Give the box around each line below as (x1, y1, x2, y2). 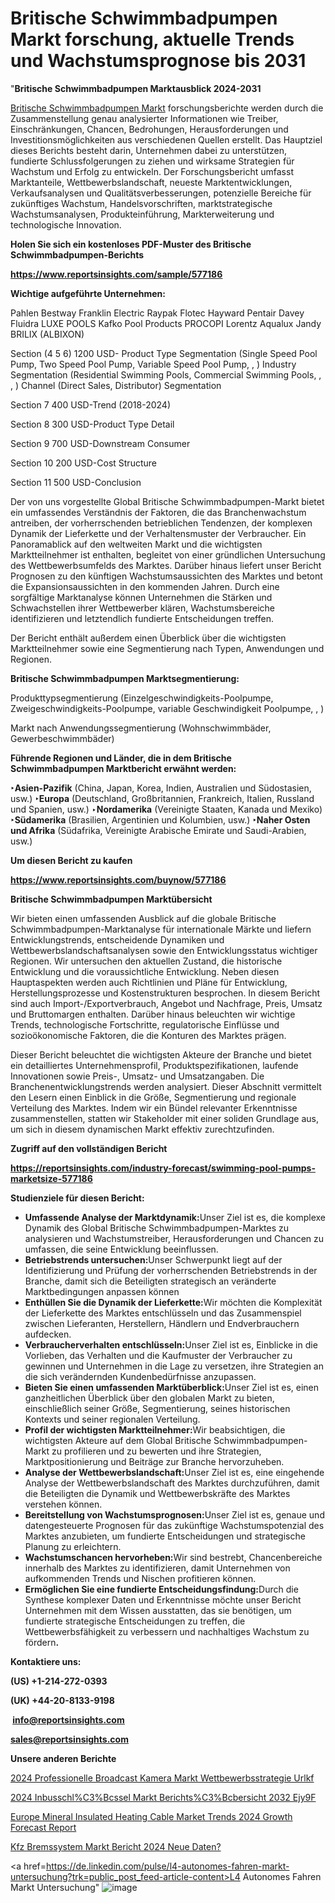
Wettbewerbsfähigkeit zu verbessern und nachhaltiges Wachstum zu (24, 1625, 310, 1637)
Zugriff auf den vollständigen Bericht (10, 1142, 168, 1154)
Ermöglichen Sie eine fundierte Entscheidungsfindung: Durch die (24, 1583, 299, 1595)
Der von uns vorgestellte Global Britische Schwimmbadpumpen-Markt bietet (10, 495, 325, 507)
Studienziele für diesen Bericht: (10, 1192, 145, 1204)
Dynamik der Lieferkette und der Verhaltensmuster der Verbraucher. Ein (10, 527, 307, 539)
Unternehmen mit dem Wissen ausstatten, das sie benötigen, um (24, 1604, 292, 1616)
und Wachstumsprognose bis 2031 (10, 50, 307, 72)
